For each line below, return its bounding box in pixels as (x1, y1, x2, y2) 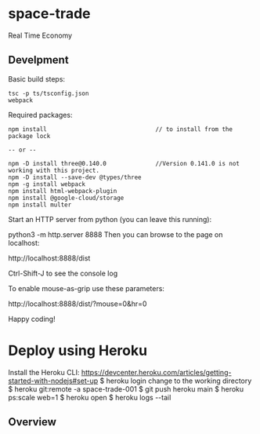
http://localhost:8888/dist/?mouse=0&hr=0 (8, 299, 147, 308)
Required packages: (8, 110, 73, 119)
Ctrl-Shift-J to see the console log (8, 268, 118, 278)
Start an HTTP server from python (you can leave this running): (8, 214, 212, 224)
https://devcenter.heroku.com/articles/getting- (81, 367, 232, 377)
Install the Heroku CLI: (8, 367, 80, 377)
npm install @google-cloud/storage (8, 194, 125, 202)
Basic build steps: (8, 74, 65, 83)
